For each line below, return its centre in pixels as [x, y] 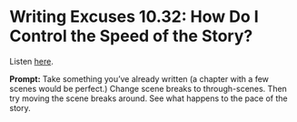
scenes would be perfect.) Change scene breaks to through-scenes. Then [148, 88]
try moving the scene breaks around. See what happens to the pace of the [148, 98]
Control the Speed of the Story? [131, 36]
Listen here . [32, 61]
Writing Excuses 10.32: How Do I [134, 17]
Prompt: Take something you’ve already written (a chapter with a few [139, 78]
